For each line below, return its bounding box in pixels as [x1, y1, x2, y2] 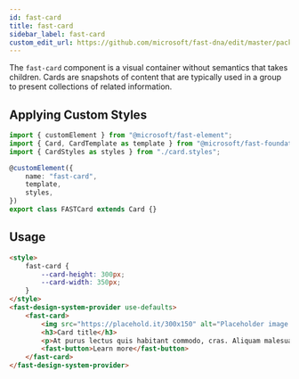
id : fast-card [9, 12, 62, 22]
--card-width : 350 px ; [41, 278, 122, 287]
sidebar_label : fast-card [9, 29, 105, 38]
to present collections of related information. [9, 81, 173, 92]
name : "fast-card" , [25, 171, 98, 181]
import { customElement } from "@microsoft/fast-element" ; [9, 131, 233, 140]
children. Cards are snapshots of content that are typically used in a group [9, 72, 282, 83]
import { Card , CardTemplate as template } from [9, 139, 193, 148]
